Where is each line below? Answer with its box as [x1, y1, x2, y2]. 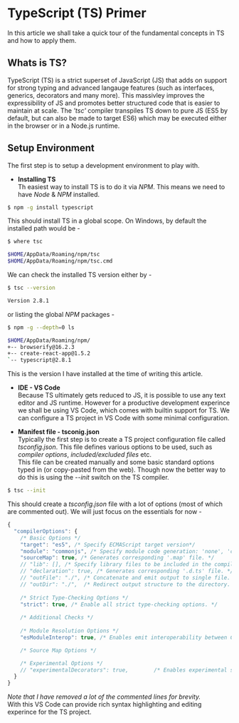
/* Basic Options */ [20, 534, 81, 542]
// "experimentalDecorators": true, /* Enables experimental [20, 666, 228, 674]
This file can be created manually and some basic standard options [17, 458, 215, 467]
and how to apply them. [7, 36, 77, 44]
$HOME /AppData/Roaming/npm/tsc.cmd [7, 258, 113, 265]
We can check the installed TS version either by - [7, 271, 152, 279]
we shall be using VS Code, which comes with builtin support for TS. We [17, 406, 230, 415]
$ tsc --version [7, 284, 55, 292]
